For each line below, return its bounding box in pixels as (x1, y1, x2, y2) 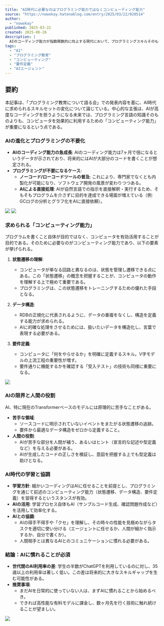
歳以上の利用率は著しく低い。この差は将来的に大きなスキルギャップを (12, 569, 154, 575)
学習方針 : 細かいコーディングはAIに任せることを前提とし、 (12, 483, 130, 489)
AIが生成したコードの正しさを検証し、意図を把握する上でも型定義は (19, 451, 157, 457)
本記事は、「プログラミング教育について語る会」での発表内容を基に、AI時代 (5, 99, 157, 105)
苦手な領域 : (12, 414, 35, 421)
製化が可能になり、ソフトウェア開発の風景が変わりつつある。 (19, 180, 144, 186)
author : (5, 16, 21, 21)
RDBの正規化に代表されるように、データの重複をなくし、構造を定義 (19, 312, 157, 318)
